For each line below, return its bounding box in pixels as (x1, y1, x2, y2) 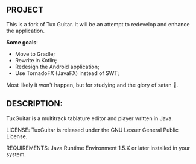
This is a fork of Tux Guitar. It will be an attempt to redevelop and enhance (6, 20, 190, 28)
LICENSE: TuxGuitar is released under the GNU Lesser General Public (6, 126, 179, 133)
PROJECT (6, 5, 44, 15)
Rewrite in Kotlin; (14, 56, 57, 64)
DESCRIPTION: (6, 99, 63, 109)
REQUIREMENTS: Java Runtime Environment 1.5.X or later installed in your (6, 144, 190, 151)
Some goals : (6, 38, 38, 46)
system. (6, 150, 26, 158)
